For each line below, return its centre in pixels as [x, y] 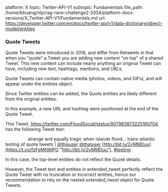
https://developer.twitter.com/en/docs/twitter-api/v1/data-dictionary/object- [84, 23]
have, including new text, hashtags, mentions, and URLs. [64, 69]
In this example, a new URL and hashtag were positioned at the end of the [82, 109]
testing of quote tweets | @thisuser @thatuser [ [54, 144]
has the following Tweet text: [35, 129]
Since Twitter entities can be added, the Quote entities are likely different [81, 94]
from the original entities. [31, 99]
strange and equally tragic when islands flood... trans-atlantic [91, 139]
